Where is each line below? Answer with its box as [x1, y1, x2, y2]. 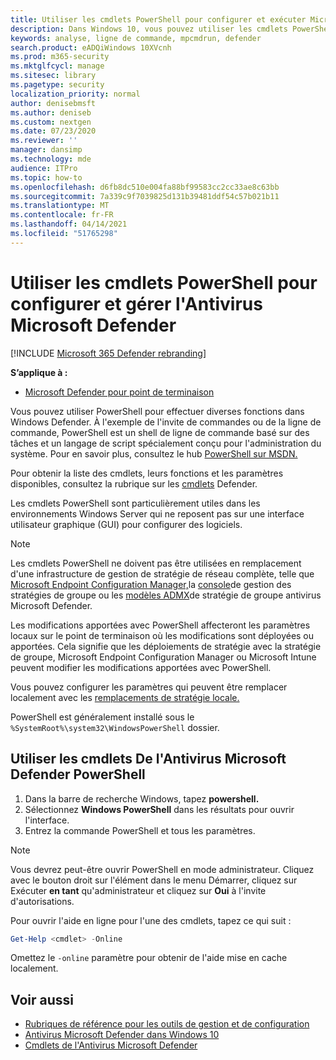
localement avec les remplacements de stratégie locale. [10, 691, 240, 703]
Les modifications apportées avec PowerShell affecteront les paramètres [10, 619, 311, 631]
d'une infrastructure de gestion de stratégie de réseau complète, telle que [10, 567, 315, 580]
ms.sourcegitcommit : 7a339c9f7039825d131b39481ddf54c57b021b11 [10, 191, 280, 201]
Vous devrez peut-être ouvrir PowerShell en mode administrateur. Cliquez [10, 863, 315, 875]
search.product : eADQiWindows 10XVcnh [10, 42, 172, 53]
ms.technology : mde [10, 154, 92, 164]
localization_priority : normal [10, 89, 141, 99]
